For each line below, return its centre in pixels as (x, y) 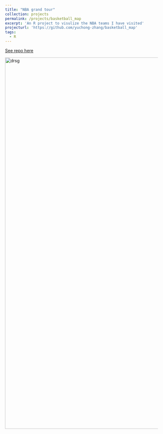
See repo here (19, 50)
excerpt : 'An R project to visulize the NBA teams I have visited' (75, 23)
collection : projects (27, 14)
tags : (10, 32)
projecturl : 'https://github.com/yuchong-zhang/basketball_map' (71, 28)
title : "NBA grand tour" (30, 9)
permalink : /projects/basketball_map (43, 19)
